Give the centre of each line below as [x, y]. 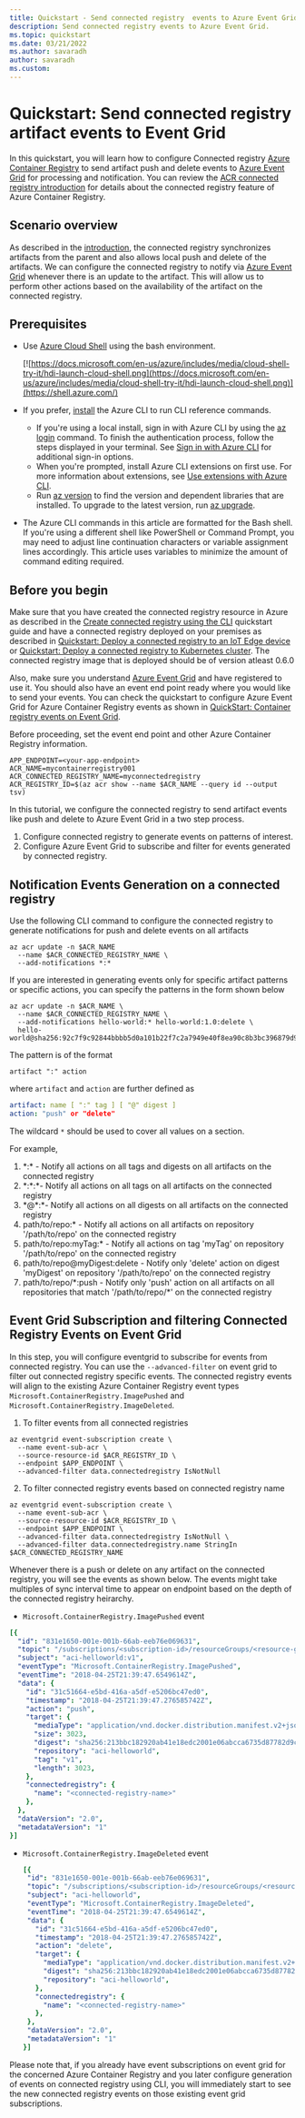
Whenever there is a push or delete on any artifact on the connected [137, 1569]
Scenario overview [64, 225]
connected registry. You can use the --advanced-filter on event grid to [143, 1367]
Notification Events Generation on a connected [145, 885]
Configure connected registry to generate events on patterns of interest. [157, 837]
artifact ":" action [49, 1072]
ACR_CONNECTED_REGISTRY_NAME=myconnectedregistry [105, 777]
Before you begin [59, 590]
